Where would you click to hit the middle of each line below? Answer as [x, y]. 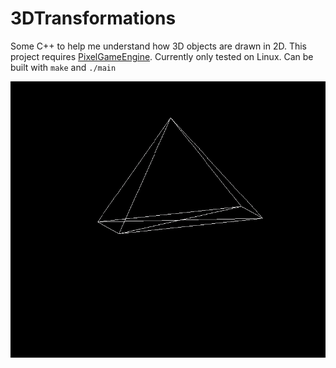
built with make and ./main [63, 67]
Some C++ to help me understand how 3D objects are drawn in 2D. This [158, 46]
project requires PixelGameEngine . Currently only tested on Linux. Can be [162, 56]
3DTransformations [93, 18]
